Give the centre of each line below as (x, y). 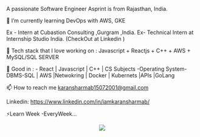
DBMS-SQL (21, 75)
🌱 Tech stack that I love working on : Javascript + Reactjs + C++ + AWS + (98, 51)
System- (176, 69)
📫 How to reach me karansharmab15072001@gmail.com (78, 87)
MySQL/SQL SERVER (33, 57)
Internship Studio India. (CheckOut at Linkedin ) (66, 39)
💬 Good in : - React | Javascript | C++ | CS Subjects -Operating (85, 69)
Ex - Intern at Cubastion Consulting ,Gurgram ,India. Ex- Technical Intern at (100, 32)
